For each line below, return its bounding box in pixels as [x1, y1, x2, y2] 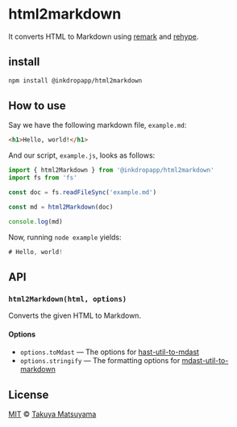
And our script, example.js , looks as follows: [8, 150, 156, 160]
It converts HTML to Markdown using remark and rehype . [8, 32, 199, 41]
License [8, 387, 49, 401]
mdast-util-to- [181, 356, 229, 366]
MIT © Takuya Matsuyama [8, 409, 97, 419]
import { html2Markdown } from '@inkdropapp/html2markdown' [8, 167, 215, 175]
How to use [8, 99, 66, 113]
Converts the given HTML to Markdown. [8, 311, 142, 320]
